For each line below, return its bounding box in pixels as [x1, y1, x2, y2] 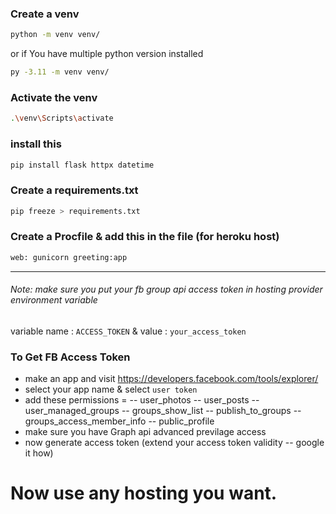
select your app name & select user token [24, 383, 198, 396]
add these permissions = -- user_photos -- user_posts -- [24, 394, 260, 406]
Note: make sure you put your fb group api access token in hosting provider [10, 283, 323, 296]
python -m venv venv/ [10, 30, 101, 40]
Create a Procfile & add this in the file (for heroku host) [10, 230, 280, 244]
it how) [24, 447, 54, 459]
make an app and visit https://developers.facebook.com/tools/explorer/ [24, 373, 319, 385]
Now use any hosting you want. [10, 482, 278, 505]
